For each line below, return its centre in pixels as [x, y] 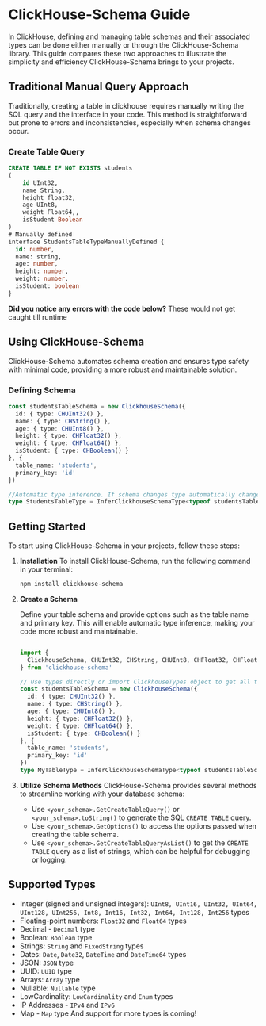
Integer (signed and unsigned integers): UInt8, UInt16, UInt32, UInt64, [138, 903]
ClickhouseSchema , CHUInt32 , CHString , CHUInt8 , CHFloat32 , [128, 660]
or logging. [49, 859]
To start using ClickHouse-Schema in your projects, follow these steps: [124, 546]
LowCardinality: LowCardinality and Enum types [96, 996]
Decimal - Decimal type [57, 928]
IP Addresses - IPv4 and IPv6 [67, 1005]
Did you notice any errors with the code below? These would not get [122, 308]
